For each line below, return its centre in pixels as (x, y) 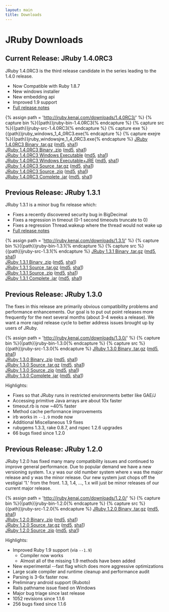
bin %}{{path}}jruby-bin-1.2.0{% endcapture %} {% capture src (72, 503)
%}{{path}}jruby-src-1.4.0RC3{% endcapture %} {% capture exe (73, 128)
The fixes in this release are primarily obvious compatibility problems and (81, 307)
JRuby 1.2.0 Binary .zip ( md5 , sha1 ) (42, 519)
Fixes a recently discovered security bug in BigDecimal (70, 215)
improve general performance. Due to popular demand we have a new (78, 466)
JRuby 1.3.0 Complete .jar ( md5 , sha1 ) (45, 376)
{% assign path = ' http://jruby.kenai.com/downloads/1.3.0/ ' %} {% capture (83, 338)
